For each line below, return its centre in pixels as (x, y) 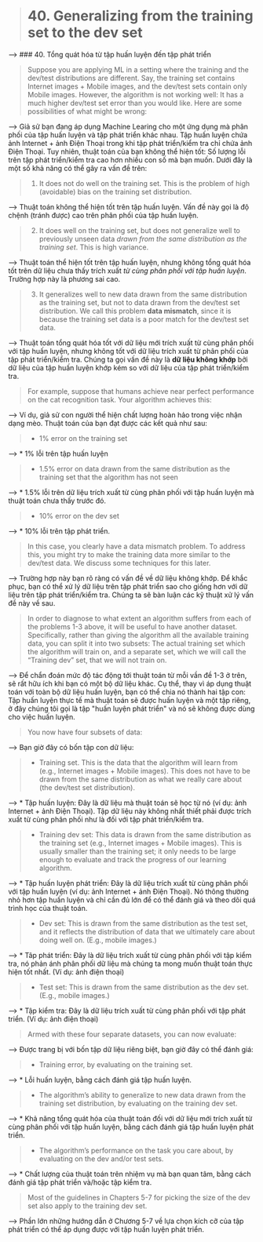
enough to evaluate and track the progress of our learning (133, 859)
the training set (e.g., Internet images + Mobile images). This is (140, 843)
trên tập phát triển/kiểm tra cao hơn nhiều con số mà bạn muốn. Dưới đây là (130, 159)
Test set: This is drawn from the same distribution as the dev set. (144, 987)
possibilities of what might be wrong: (87, 111)
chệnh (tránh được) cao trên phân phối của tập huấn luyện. (103, 215)
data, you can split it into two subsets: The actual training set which (136, 643)
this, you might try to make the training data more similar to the (129, 554)
